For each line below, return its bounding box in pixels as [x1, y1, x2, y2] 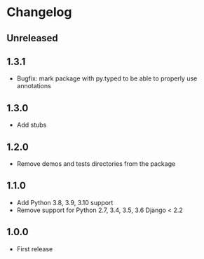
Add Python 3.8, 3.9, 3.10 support [16, 198, 114, 206]
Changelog [6, 4, 72, 20]
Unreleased [6, 32, 59, 44]
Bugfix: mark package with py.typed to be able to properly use [16, 74, 198, 83]
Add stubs [16, 120, 47, 129]
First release [16, 244, 53, 253]
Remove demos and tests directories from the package [16, 160, 176, 168]
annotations [16, 82, 52, 90]
